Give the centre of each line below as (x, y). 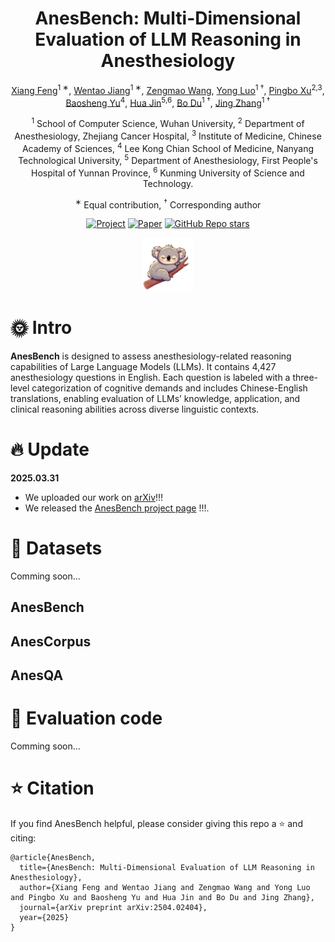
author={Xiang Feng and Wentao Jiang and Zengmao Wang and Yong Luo (165, 887)
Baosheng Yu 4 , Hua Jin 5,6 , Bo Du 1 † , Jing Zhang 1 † (168, 102)
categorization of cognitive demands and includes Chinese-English (169, 388)
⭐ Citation (52, 788)
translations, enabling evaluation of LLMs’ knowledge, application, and (155, 398)
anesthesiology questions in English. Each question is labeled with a (150, 377)
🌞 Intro (41, 328)
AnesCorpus (51, 641)
